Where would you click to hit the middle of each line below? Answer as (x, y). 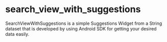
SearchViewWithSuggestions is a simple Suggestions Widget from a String (84, 23)
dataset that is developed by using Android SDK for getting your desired (81, 28)
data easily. (17, 34)
